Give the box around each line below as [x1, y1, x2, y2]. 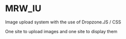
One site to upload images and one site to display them [5, 28, 118, 34]
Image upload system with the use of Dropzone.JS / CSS [5, 19, 122, 25]
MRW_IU [5, 3, 42, 14]
